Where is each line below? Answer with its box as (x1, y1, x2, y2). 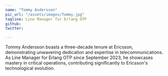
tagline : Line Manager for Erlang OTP (5, 16, 87, 21)
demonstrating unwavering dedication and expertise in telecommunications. (5, 49, 163, 55)
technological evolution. (5, 65, 55, 71)
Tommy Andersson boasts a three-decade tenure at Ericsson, (5, 44, 134, 50)
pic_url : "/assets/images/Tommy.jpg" (5, 12, 85, 17)
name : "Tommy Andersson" (5, 7, 58, 12)
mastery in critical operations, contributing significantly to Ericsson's (5, 60, 148, 66)
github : (5, 21, 22, 26)
